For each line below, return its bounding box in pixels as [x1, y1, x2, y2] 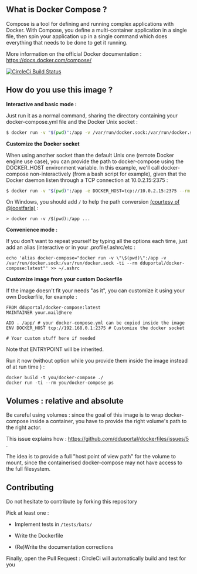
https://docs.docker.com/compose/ [6, 56, 92, 63]
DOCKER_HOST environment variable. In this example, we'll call [6, 164, 160, 171]
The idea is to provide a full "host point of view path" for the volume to [6, 453, 176, 460]
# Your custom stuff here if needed [6, 336, 96, 342]
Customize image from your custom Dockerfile [6, 276, 123, 283]
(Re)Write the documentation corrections [14, 543, 114, 551]
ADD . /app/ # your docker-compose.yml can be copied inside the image [6, 320, 185, 326]
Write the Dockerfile [14, 532, 63, 539]
